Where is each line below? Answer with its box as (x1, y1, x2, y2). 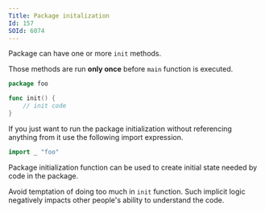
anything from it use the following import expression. (8, 132, 184, 141)
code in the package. (8, 170, 79, 181)
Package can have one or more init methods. (8, 49, 162, 59)
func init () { (8, 94, 56, 103)
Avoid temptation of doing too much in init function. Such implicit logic (8, 186, 246, 196)
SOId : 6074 (8, 27, 45, 35)
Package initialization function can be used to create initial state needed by (8, 162, 258, 172)
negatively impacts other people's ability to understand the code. (8, 195, 225, 205)
